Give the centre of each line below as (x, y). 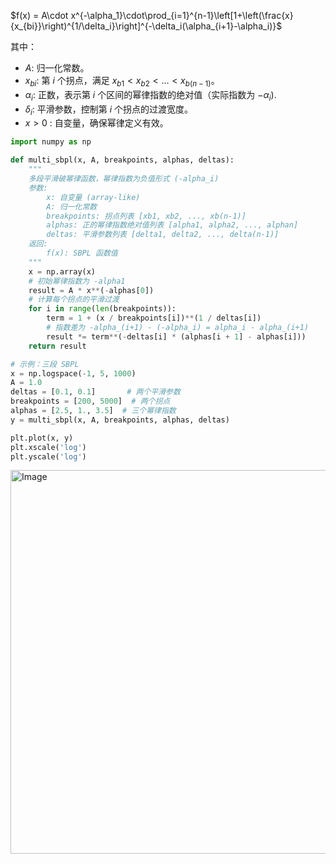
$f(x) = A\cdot (39, 15)
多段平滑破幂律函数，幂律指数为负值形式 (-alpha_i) (124, 179)
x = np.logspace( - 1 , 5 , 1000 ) (73, 373)
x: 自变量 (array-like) (93, 197)
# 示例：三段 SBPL (45, 364)
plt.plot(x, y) (42, 438)
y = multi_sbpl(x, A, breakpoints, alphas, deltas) (120, 420)
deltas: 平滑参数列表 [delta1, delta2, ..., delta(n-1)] (163, 235)
